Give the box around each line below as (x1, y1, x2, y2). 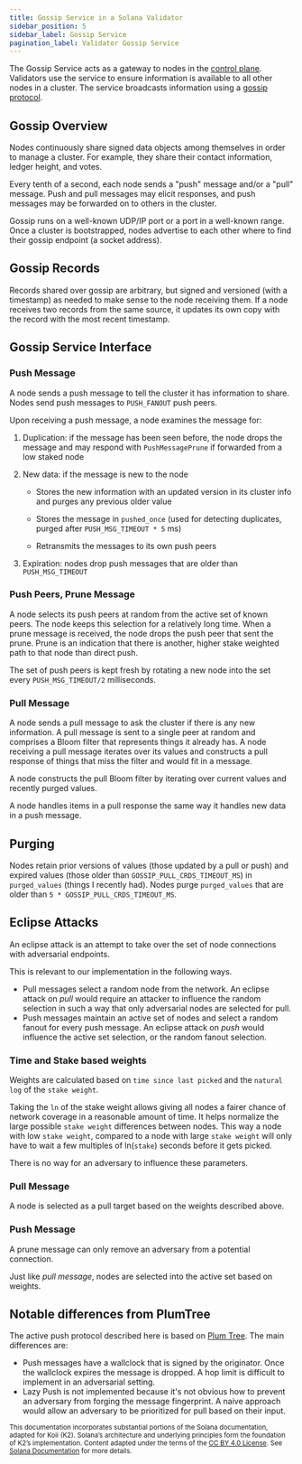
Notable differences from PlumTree (9, 1307, 211, 1322)
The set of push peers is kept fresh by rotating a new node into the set (9, 665, 271, 676)
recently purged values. (9, 783, 97, 794)
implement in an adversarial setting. (22, 1376, 156, 1387)
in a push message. (9, 810, 82, 821)
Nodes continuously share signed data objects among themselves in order (9, 142, 286, 154)
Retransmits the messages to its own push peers (35, 540, 217, 551)
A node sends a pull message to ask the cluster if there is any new (9, 717, 256, 728)
